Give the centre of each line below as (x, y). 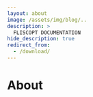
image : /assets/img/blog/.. (47, 20)
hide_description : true (41, 39)
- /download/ (32, 52)
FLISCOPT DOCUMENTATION (47, 32)
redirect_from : (29, 45)
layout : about (27, 13)
